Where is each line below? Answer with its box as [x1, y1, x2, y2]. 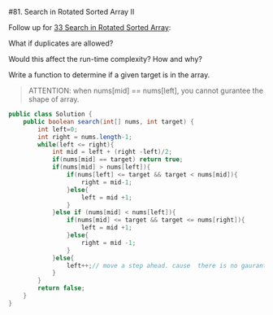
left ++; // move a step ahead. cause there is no [66, 261, 238, 269]
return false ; [37, 284, 85, 292]
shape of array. [28, 94, 80, 104]
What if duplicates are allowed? [8, 38, 114, 48]
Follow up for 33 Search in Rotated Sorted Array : [8, 23, 171, 32]
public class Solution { [8, 110, 93, 118]
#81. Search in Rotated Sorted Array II [8, 7, 135, 16]
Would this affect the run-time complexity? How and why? [8, 55, 203, 63]
